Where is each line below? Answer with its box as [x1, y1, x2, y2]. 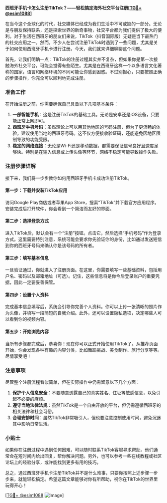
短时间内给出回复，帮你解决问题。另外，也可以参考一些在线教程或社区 [18, 453, 162, 459]
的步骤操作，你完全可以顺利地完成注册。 [5, 75, 88, 81]
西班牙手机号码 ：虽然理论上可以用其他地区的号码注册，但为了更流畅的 [12, 124, 157, 130]
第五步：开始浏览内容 [5, 329, 49, 334]
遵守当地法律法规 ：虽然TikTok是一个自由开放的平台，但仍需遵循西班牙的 [12, 402, 162, 408]
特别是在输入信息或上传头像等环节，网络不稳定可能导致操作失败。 [25, 149, 161, 155]
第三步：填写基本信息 [5, 254, 49, 261]
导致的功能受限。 [16, 137, 52, 143]
